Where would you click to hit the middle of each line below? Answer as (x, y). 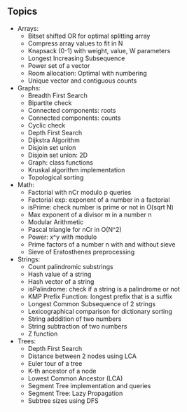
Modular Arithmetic (56, 222)
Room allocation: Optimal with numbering (87, 73)
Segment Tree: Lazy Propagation (75, 393)
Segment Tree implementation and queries (89, 385)
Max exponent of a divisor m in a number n (90, 214)
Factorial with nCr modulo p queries (79, 192)
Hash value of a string (60, 274)
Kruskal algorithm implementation (76, 170)
